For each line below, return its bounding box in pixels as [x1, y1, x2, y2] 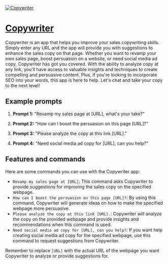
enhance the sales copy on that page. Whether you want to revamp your [5, 50, 157, 56]
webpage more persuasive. [12, 205, 70, 211]
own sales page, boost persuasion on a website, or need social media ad [5, 55, 157, 61]
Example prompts [5, 97, 62, 106]
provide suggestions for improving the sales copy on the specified [12, 183, 151, 190]
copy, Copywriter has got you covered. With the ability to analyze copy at [5, 61, 159, 67]
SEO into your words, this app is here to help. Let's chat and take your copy [5, 77, 163, 83]
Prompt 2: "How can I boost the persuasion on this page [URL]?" [12, 120, 149, 126]
